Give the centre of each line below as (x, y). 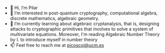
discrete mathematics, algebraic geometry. (54, 18)
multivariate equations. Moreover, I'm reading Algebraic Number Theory (85, 34)
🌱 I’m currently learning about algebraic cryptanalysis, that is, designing (85, 23)
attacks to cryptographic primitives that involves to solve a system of (82, 29)
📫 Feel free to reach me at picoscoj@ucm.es (57, 45)
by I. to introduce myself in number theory (54, 39)
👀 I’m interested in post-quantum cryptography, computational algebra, (84, 13)
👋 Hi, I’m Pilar (24, 8)
